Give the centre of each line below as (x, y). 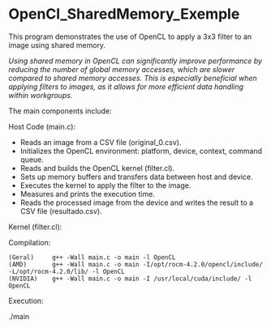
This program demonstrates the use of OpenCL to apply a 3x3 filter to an (130, 36)
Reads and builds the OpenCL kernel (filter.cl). (97, 168)
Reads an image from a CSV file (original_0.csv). (101, 142)
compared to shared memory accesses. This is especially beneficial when (133, 78)
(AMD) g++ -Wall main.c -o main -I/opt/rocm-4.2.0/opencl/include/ (136, 264)
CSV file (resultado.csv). (61, 211)
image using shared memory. (57, 45)
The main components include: (60, 111)
